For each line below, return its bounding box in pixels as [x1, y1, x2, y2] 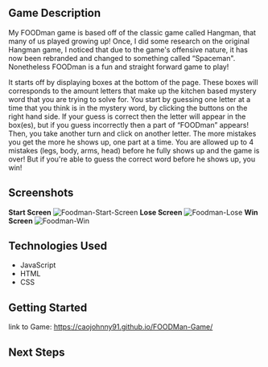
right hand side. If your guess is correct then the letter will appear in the [8, 112, 246, 121]
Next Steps [8, 345, 65, 359]
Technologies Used [8, 239, 107, 253]
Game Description [8, 6, 101, 20]
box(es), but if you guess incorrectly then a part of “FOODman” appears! [8, 120, 249, 129]
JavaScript [19, 260, 56, 270]
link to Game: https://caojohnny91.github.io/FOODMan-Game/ [8, 322, 213, 332]
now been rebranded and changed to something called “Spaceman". [8, 53, 236, 63]
